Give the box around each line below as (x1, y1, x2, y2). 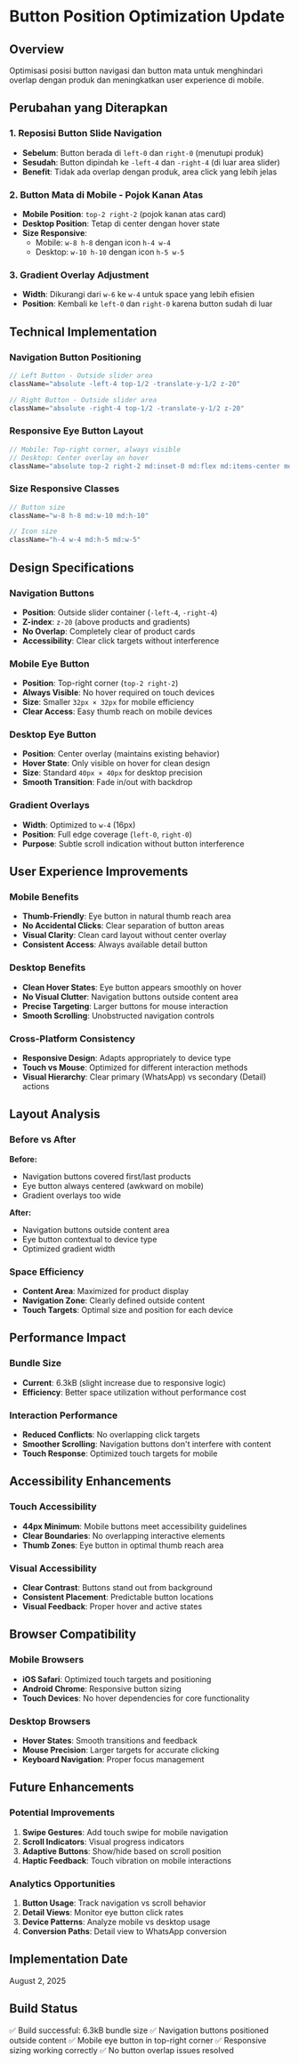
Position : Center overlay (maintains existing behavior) (21, 749, 220, 759)
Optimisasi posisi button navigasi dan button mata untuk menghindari (9, 65, 263, 76)
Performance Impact (9, 1331, 126, 1346)
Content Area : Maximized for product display (21, 1286, 190, 1297)
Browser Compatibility (9, 1627, 136, 1642)
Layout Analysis (9, 1106, 101, 1122)
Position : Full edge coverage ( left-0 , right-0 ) (21, 829, 193, 839)
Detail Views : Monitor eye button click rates (21, 1906, 184, 1917)
